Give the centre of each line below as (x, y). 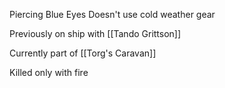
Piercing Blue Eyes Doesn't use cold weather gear (112, 14)
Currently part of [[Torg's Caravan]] (83, 53)
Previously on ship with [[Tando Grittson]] (95, 33)
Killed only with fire (49, 72)
